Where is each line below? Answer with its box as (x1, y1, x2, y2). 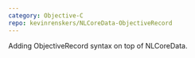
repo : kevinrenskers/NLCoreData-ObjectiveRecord (8, 19, 173, 27)
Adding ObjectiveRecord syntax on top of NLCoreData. (8, 41, 188, 50)
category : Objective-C (8, 11, 84, 20)
